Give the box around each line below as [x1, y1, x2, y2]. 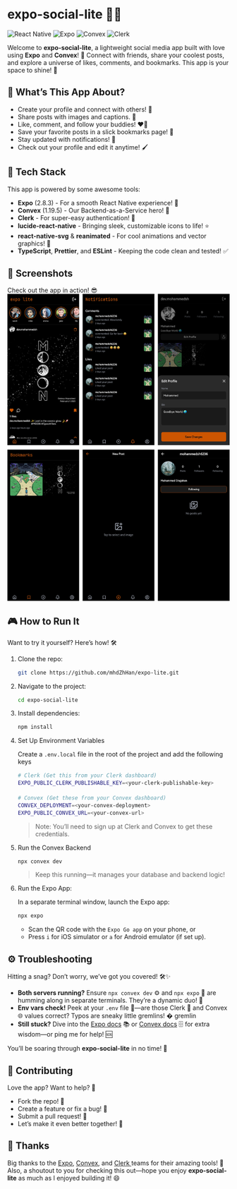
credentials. [35, 829, 70, 838]
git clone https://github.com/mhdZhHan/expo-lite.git [17, 669, 179, 676]
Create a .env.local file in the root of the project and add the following [17, 750, 224, 759]
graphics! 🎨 [17, 239, 51, 248]
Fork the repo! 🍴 [17, 1097, 65, 1105]
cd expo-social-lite [17, 696, 78, 704]
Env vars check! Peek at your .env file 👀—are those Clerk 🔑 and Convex [17, 1003, 228, 1012]
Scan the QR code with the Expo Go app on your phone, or [28, 925, 196, 934]
